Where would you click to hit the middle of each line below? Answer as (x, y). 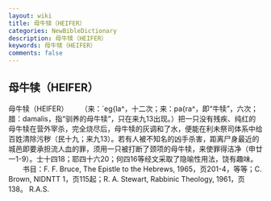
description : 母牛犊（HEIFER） (58, 38)
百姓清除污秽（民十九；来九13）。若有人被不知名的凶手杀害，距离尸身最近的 (134, 138)
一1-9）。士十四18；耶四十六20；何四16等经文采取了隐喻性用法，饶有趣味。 (133, 158)
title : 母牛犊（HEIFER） (47, 23)
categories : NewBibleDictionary (63, 31)
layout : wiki (30, 16)
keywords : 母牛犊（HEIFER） (52, 46)
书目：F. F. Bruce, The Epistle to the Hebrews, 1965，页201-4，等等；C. (142, 169)
